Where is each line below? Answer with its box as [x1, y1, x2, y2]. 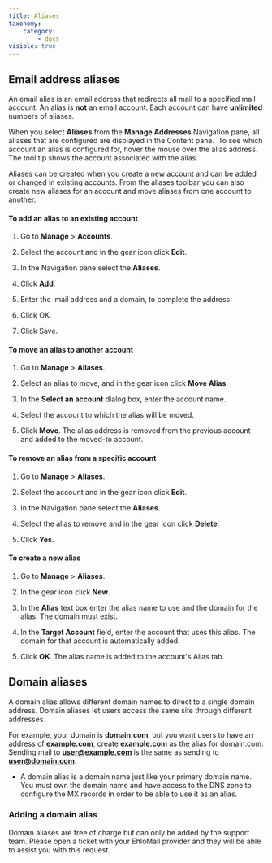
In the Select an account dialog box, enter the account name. [19, 394, 227, 404]
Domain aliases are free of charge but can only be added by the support [8, 827, 250, 837]
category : [23, 27, 57, 35]
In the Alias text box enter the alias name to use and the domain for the [19, 602, 258, 612]
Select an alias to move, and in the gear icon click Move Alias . [19, 379, 229, 388]
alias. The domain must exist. [19, 611, 119, 621]
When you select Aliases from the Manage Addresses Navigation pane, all [8, 127, 260, 137]
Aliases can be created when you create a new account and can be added [8, 169, 257, 178]
